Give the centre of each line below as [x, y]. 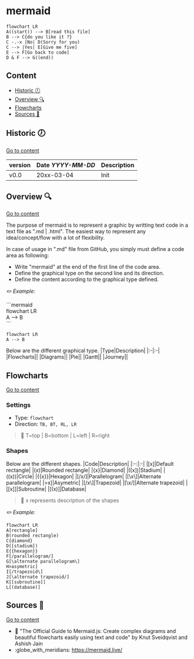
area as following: [28, 256]
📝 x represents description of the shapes [70, 500]
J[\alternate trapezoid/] [38, 577]
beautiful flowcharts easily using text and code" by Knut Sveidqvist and [101, 637]
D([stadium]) [22, 546]
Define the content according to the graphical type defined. [86, 279]
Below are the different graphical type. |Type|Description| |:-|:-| [83, 351]
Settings [19, 405]
